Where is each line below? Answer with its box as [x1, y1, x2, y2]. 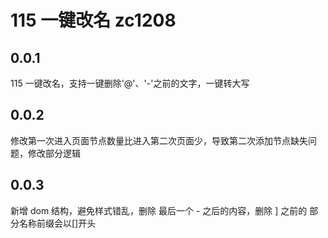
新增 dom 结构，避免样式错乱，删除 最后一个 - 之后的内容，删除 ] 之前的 [10, 204, 308, 216]
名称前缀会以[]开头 [18, 217, 97, 229]
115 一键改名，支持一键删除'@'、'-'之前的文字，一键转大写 [10, 77, 250, 89]
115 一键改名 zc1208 [10, 9, 177, 32]
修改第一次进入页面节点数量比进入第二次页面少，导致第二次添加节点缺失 [10, 134, 308, 146]
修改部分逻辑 [27, 147, 81, 159]
